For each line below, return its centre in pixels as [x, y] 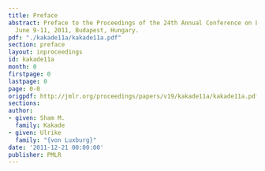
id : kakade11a [32, 60]
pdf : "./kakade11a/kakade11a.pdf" [65, 37]
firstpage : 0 [30, 74]
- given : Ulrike [35, 132]
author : [21, 111]
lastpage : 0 [28, 81]
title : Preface [33, 15]
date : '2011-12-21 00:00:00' [56, 147]
